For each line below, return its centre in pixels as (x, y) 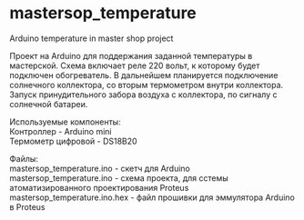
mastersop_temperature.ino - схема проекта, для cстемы (119, 178)
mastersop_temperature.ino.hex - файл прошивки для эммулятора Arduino (152, 197)
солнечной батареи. (49, 104)
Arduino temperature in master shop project (91, 38)
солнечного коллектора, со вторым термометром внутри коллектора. (147, 85)
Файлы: (24, 158)
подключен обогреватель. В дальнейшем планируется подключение (144, 75)
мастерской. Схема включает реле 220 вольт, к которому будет (135, 65)
